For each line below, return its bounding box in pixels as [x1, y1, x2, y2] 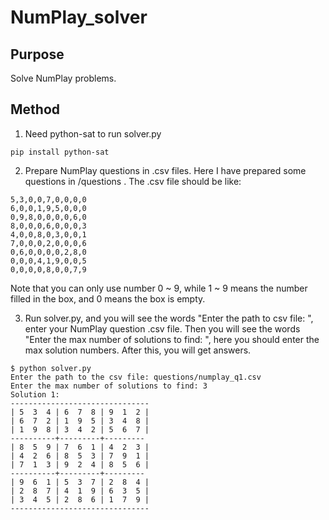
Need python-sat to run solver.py [24, 127, 162, 140]
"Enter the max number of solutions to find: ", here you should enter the [24, 333, 320, 345]
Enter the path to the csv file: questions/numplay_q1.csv [10, 372, 262, 382]
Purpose [10, 46, 65, 63]
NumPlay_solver [10, 6, 148, 29]
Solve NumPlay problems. [10, 72, 117, 84]
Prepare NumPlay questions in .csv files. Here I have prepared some [24, 164, 307, 176]
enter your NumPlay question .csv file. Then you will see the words [24, 322, 301, 335]
